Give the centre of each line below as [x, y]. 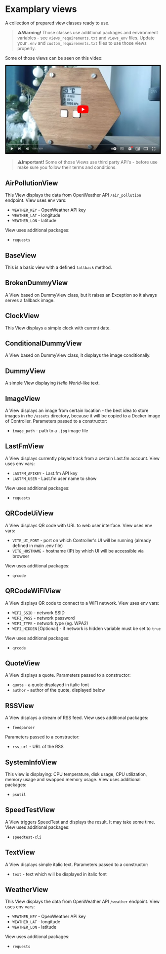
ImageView [23, 398]
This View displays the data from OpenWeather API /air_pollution [73, 195]
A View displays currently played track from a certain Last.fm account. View [82, 458]
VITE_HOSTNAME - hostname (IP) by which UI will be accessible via [78, 551]
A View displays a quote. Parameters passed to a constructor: [68, 675]
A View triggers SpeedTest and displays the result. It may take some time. [80, 822]
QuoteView [23, 663]
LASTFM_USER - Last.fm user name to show [54, 478]
